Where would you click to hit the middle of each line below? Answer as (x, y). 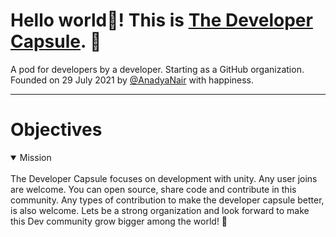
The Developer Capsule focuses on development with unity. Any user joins (164, 178)
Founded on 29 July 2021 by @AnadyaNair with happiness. (132, 80)
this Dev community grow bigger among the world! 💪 (119, 221)
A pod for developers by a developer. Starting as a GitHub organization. (157, 69)
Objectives (56, 130)
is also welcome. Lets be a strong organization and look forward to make (160, 210)
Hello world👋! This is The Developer (161, 20)
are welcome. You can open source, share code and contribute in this (153, 189)
